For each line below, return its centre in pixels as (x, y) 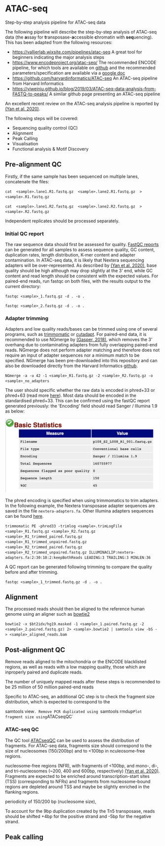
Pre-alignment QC (33, 164)
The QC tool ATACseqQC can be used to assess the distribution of (72, 740)
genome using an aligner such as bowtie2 (48, 614)
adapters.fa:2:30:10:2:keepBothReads (44, 557)
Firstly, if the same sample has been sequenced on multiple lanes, (72, 176)
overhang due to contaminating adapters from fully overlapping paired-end (81, 345)
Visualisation (25, 143)
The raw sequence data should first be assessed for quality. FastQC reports (82, 245)
